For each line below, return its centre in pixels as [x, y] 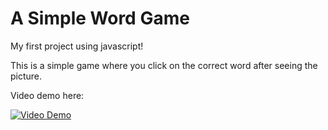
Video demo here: [47, 95]
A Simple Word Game [100, 18]
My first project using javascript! [77, 46]
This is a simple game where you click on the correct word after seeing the [164, 65]
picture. [26, 76]
